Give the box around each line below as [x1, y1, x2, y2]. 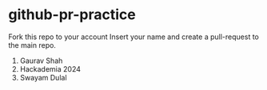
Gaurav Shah [19, 56, 63, 65]
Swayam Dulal [19, 72, 67, 82]
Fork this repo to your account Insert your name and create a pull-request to [8, 32, 260, 41]
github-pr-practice [8, 6, 136, 24]
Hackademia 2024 [19, 64, 82, 73]
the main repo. [8, 40, 56, 49]
